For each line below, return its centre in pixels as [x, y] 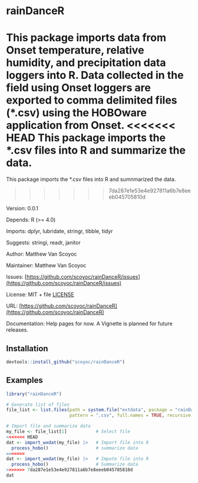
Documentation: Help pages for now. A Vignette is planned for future [89, 324]
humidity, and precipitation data [86, 63]
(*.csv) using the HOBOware [77, 113]
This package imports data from [86, 38]
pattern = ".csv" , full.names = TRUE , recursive [130, 416]
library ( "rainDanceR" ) [34, 394]
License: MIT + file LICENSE [40, 295]
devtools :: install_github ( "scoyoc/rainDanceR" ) [66, 362]
